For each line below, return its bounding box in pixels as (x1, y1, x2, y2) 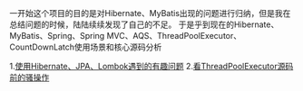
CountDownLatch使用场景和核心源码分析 (9, 41, 162, 52)
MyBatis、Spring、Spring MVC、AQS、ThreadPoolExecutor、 (9, 31, 242, 41)
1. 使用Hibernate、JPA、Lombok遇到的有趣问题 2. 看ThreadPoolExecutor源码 (9, 61, 294, 71)
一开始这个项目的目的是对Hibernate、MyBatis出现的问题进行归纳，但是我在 (9, 8, 291, 18)
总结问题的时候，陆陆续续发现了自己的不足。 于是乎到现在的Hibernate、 (9, 19, 279, 30)
